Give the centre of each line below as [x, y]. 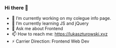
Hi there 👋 [17, 8]
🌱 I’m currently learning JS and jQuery [50, 23]
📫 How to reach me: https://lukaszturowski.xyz [60, 34]
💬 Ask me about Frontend [37, 29]
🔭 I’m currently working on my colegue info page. [61, 18]
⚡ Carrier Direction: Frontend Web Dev [50, 41]
